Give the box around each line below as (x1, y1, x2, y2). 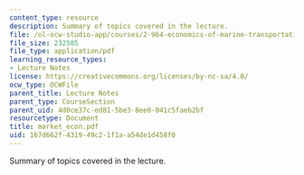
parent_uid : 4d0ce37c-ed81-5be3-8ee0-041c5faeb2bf (9, 106, 204, 115)
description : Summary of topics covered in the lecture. (9, 22, 229, 31)
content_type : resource (9, 13, 100, 23)
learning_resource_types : (9, 55, 107, 64)
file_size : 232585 (9, 38, 79, 48)
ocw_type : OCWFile (9, 80, 79, 89)
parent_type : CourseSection (9, 97, 116, 106)
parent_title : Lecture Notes (9, 88, 119, 97)
